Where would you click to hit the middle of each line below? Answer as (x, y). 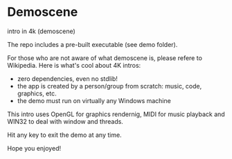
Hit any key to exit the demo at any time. (65, 135)
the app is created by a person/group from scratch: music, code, (109, 86)
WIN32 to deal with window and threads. (65, 121)
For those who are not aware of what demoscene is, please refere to (105, 58)
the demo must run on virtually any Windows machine (94, 100)
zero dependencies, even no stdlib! (67, 78)
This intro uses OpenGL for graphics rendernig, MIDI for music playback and (116, 114)
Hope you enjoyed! (34, 148)
